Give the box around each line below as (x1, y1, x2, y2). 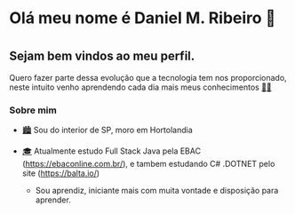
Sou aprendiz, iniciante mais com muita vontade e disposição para (35, 186, 279, 196)
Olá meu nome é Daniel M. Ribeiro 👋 (9, 8, 276, 28)
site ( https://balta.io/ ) (21, 168, 100, 178)
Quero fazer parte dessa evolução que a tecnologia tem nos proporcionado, (9, 72, 287, 83)
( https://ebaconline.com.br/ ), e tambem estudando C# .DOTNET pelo (21, 159, 275, 170)
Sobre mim (9, 104, 58, 116)
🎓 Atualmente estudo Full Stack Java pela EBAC (21, 146, 202, 156)
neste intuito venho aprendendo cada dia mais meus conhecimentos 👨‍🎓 (9, 82, 273, 92)
